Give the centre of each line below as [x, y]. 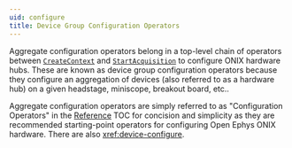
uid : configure [37, 17]
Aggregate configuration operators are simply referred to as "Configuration [146, 105]
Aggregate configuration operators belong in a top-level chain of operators [146, 51]
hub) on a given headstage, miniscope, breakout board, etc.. [119, 89]
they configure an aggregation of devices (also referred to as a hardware [142, 79]
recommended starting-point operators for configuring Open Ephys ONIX [142, 124]
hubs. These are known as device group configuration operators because [143, 70]
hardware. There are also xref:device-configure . [97, 134]
